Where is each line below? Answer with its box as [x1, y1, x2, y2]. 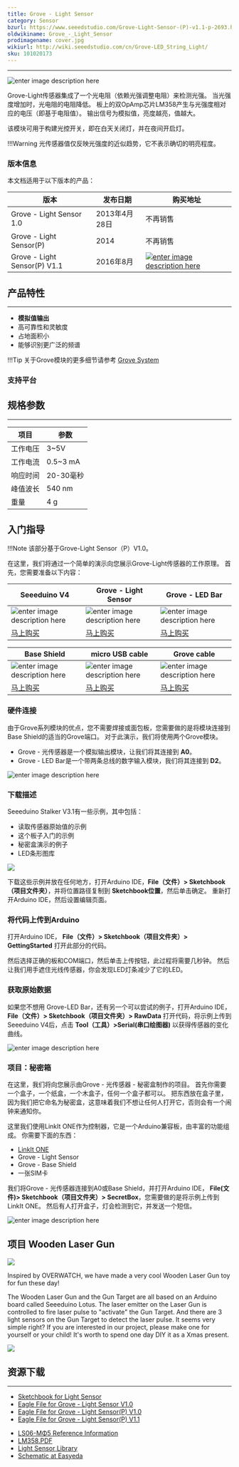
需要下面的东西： [27, 1131, 78, 1140]
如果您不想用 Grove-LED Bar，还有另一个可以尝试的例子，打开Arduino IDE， [7, 1002, 231, 1011]
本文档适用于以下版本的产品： [7, 176, 95, 185]
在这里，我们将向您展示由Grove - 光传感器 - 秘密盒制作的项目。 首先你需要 [7, 1080, 226, 1089]
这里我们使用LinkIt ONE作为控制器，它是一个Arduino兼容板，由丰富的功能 [7, 1122, 224, 1131]
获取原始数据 [7, 985, 52, 995]
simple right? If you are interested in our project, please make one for [7, 1322, 210, 1331]
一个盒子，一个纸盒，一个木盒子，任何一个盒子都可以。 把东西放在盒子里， [7, 1089, 228, 1098]
